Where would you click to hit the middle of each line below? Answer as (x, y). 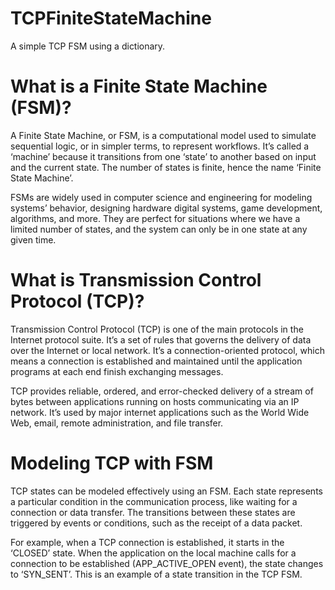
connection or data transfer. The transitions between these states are (153, 512)
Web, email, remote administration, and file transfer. (117, 423)
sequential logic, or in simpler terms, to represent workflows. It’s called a (160, 146)
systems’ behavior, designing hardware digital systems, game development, (166, 208)
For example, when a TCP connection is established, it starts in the (147, 542)
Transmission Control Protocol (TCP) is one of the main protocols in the (157, 329)
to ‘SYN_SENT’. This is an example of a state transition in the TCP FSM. (156, 574)
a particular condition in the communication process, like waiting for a (154, 501)
